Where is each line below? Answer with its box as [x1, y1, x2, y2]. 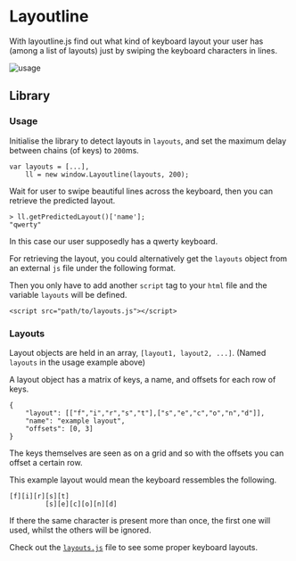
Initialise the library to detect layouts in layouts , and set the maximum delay [9, 136, 287, 146]
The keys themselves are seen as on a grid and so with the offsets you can [9, 448, 284, 458]
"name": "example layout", [25, 417, 126, 425]
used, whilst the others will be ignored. [9, 524, 152, 535]
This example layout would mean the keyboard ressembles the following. [9, 474, 277, 485]
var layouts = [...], [9, 162, 90, 171]
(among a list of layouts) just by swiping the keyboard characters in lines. [9, 45, 278, 55]
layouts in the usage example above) [9, 357, 145, 367]
